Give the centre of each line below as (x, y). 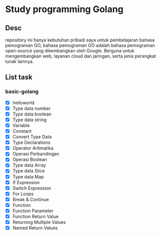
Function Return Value (35, 216)
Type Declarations (31, 143)
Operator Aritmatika (33, 148)
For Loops (23, 194)
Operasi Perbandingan (36, 154)
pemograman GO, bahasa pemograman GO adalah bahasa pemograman (80, 45)
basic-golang (22, 92)
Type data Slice (29, 171)
